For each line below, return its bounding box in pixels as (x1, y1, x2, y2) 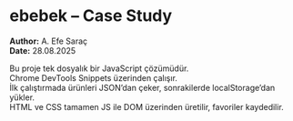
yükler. (9, 92, 35, 103)
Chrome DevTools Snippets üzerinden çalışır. (9, 72, 177, 83)
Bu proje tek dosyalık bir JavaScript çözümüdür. (9, 63, 189, 74)
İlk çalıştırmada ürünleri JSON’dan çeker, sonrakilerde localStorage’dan (9, 82, 276, 93)
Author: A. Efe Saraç (9, 35, 88, 46)
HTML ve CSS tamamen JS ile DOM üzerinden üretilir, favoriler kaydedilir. (9, 101, 284, 112)
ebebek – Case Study (9, 5, 173, 26)
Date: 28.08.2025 (9, 45, 76, 55)
